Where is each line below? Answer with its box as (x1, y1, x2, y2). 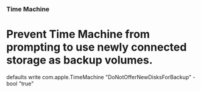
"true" (18, 80, 34, 87)
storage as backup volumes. (6, 54, 153, 67)
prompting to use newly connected (6, 40, 187, 54)
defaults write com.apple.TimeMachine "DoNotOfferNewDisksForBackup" (6, 73, 192, 80)
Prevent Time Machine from (6, 27, 150, 41)
